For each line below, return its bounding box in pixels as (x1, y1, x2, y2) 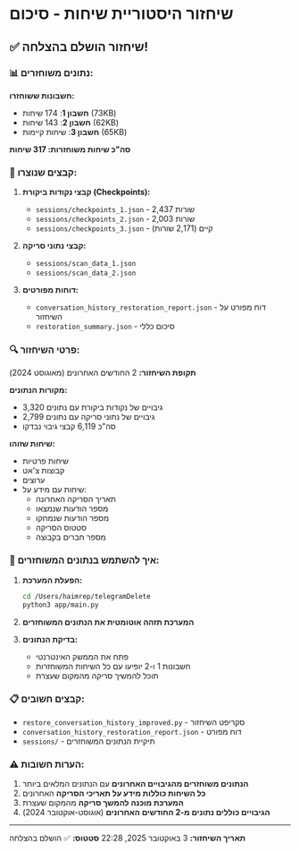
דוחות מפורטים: (21, 285, 79, 295)
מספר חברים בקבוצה (35, 532, 106, 542)
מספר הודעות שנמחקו (35, 513, 110, 524)
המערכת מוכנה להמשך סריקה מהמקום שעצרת (21, 797, 185, 808)
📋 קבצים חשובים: (9, 693, 85, 705)
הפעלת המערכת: (21, 575, 83, 585)
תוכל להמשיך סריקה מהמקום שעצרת (35, 670, 159, 681)
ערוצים (21, 474, 46, 486)
